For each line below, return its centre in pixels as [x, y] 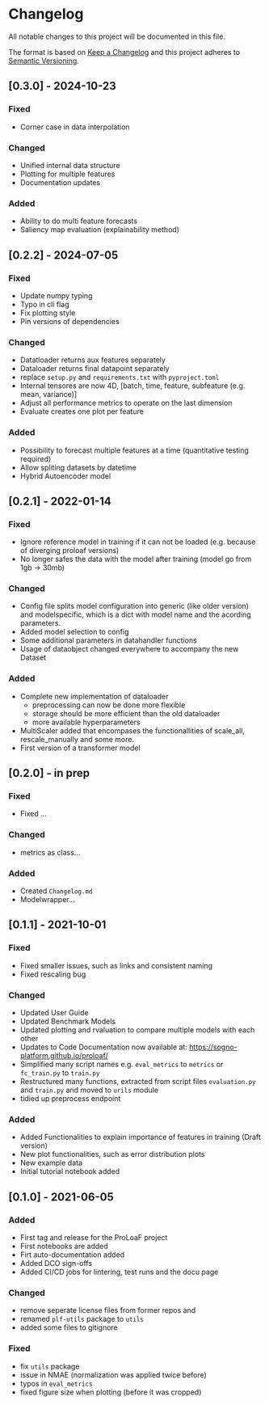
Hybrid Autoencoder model [65, 476]
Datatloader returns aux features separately [92, 360]
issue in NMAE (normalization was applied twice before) [113, 1374]
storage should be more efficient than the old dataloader [126, 713]
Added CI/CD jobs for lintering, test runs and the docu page [119, 1272]
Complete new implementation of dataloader [94, 696]
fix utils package [50, 1366]
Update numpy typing [56, 295]
